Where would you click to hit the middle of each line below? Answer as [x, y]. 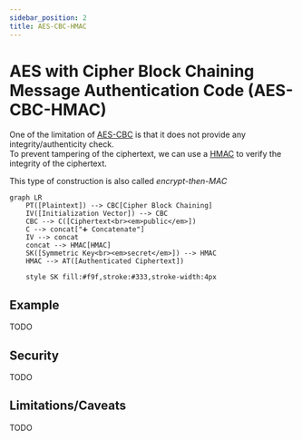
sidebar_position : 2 [49, 18]
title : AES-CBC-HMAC [49, 26]
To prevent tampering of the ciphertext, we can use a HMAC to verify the [146, 154]
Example [34, 305]
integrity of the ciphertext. [58, 163]
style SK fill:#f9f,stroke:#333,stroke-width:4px [122, 278]
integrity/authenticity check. [62, 144]
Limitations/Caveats [68, 406]
